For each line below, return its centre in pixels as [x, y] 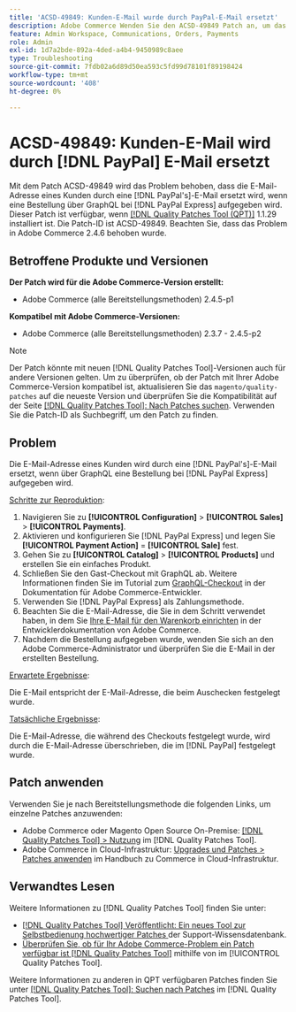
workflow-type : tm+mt [49, 75]
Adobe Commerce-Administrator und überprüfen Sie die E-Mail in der [148, 649]
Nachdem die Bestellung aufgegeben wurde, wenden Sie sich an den [148, 640]
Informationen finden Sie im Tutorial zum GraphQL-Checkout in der [144, 583]
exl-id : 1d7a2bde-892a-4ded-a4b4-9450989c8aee [96, 50]
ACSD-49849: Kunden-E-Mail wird [140, 143]
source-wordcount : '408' [55, 83]
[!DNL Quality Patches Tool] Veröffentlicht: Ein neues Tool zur [134, 924]
